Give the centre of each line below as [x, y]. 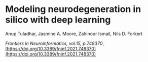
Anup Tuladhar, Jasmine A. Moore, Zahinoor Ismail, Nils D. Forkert [74, 33]
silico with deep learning [58, 20]
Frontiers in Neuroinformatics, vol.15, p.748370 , [55, 43]
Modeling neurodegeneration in [73, 9]
